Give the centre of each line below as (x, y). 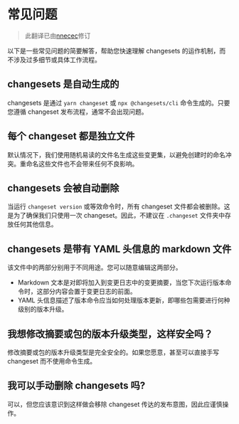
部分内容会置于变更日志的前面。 (89, 292)
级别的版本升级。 (43, 309)
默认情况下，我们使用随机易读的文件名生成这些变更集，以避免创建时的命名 (116, 154)
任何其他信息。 (35, 224)
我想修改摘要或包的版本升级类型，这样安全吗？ (110, 334)
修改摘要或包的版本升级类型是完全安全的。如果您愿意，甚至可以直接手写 (113, 352)
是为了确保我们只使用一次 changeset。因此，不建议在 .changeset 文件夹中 (116, 216)
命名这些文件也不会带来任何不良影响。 (82, 164)
